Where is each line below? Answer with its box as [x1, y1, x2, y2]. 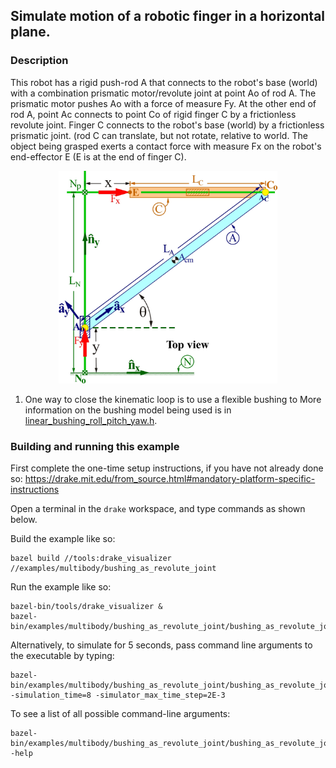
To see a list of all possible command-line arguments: [10, 708, 231, 720]
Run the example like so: [10, 581, 112, 593]
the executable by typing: [10, 650, 115, 662]
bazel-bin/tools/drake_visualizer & [10, 602, 163, 612]
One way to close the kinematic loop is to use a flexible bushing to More [24, 394, 322, 406]
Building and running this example [10, 440, 180, 454]
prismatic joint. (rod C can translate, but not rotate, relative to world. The [10, 129, 308, 141]
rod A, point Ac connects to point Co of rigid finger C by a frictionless [10, 108, 297, 120]
